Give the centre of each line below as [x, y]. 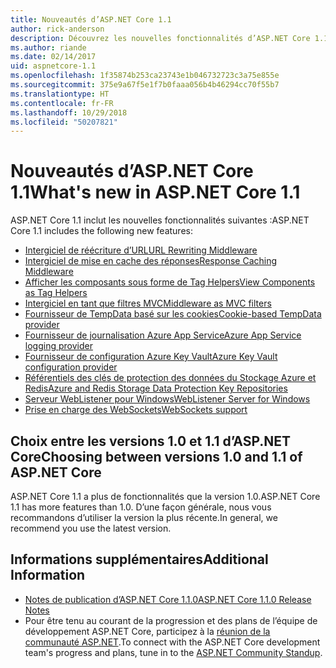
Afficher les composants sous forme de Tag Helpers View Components [170, 282]
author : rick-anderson [57, 29]
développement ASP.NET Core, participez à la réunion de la [147, 631]
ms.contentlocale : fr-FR [62, 103]
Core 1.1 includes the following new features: [101, 231]
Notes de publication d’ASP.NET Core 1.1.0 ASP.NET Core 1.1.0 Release [168, 599]
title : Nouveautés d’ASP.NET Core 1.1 [91, 19]
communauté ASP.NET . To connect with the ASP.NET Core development [172, 642]
